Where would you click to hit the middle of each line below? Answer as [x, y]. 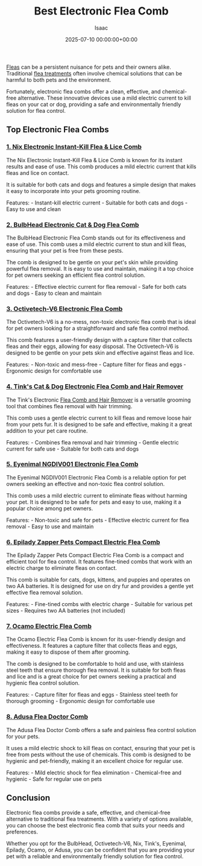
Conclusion [28, 798]
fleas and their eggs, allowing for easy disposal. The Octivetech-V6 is [93, 346]
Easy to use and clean [34, 209]
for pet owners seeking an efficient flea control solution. [76, 275]
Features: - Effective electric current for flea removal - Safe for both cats [96, 286]
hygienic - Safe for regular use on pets [54, 779]
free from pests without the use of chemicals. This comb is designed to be [99, 754]
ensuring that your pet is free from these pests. [65, 250]
